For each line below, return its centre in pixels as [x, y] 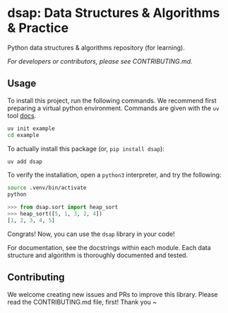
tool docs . [22, 115]
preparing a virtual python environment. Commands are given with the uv [113, 108]
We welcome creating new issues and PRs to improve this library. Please [113, 294]
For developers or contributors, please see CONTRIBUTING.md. [100, 61]
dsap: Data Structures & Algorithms [114, 13]
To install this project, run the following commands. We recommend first [112, 100]
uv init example [31, 129]
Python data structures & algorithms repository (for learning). [96, 47]
